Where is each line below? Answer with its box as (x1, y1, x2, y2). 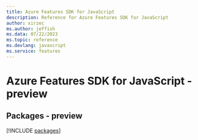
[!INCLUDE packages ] (6, 127, 61, 134)
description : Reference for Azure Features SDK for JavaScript (6, 14, 169, 21)
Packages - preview (6, 111, 83, 121)
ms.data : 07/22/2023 (6, 31, 59, 37)
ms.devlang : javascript (6, 43, 66, 49)
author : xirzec (6, 20, 45, 26)
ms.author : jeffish (6, 25, 56, 32)
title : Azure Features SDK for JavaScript (6, 8, 115, 15)
